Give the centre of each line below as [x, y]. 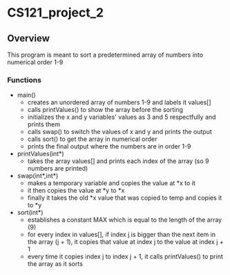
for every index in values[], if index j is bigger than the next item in [122, 235]
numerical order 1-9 [35, 62]
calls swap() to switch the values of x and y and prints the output [119, 132]
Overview [29, 38]
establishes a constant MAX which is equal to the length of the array [125, 220]
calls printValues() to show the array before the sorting [105, 110]
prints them [44, 124]
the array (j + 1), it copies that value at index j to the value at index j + [126, 242]
